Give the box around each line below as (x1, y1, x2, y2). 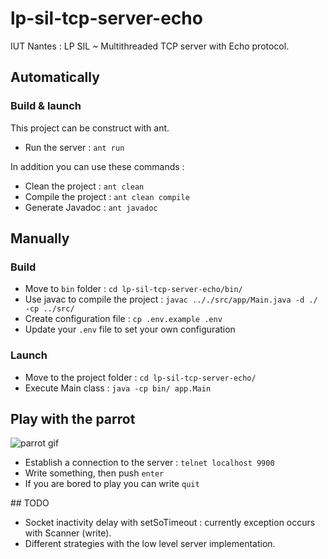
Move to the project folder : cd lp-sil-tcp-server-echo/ (24, 371, 257, 383)
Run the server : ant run (24, 141, 125, 153)
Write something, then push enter (24, 467, 165, 479)
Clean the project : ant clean (24, 180, 145, 192)
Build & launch (10, 99, 82, 113)
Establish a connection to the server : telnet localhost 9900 (24, 457, 275, 469)
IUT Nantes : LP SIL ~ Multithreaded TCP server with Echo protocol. (10, 40, 290, 52)
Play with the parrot (10, 411, 136, 427)
